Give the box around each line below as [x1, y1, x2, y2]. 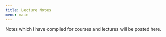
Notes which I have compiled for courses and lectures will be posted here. [5, 26, 162, 32]
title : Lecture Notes [5, 7, 52, 13]
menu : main [5, 12, 29, 17]
